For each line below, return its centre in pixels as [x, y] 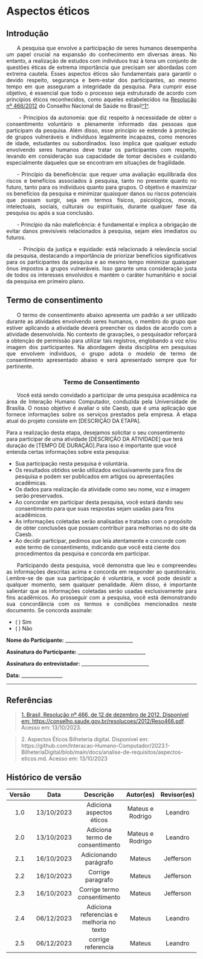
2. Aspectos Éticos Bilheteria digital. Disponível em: [85, 739]
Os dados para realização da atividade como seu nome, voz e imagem [102, 489]
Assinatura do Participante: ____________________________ [76, 652]
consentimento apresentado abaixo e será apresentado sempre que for [101, 360]
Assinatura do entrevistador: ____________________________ [78, 664]
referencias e [99, 914]
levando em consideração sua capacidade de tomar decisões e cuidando [101, 156]
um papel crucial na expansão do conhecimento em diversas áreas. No [101, 54]
